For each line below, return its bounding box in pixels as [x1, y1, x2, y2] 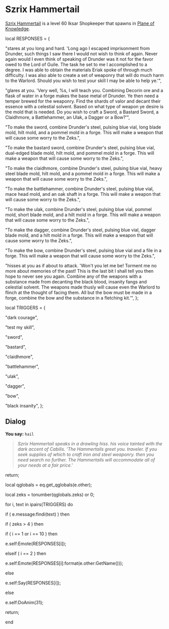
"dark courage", [5, 314, 38, 320]
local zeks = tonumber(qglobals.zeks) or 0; [5, 491, 95, 497]
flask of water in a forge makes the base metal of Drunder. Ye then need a [5, 93, 159, 99]
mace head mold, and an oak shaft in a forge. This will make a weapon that [5, 191, 161, 197]
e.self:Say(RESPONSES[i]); [5, 579, 61, 585]
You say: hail [5, 431, 34, 437]
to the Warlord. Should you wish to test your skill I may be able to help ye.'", [5, 77, 162, 83]
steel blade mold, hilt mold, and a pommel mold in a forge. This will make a [5, 171, 160, 177]
